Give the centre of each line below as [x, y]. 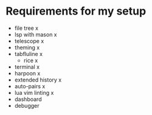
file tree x [26, 28]
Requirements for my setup [76, 11]
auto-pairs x [30, 86]
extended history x [38, 80]
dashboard [28, 99]
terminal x [27, 67]
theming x [27, 47]
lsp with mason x [36, 34]
